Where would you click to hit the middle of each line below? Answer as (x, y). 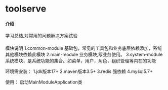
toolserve (26, 9)
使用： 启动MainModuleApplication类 (44, 82)
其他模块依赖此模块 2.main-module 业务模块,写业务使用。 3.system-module (84, 54)
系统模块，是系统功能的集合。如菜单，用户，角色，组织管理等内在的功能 (80, 60)
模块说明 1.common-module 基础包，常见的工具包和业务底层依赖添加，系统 (83, 48)
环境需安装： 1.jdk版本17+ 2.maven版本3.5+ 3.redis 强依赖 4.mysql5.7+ (79, 71)
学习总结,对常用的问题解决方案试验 (41, 36)
